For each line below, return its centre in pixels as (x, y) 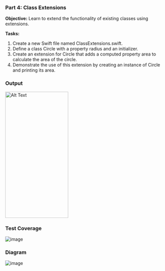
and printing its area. (34, 70)
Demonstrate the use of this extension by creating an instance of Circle (86, 65)
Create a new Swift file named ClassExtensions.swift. (68, 43)
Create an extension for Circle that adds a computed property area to (84, 54)
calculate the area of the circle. (45, 60)
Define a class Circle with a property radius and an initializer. (75, 49)
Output (14, 83)
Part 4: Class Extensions (36, 8)
